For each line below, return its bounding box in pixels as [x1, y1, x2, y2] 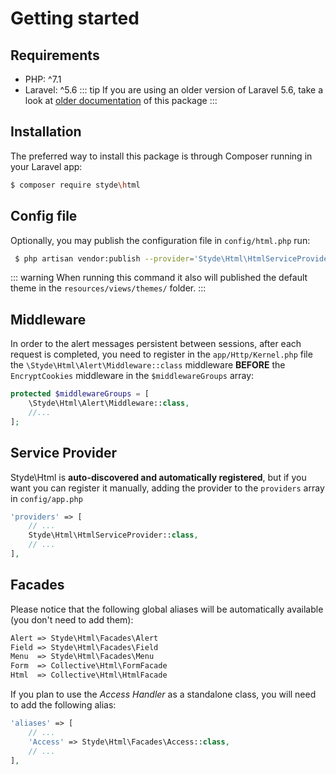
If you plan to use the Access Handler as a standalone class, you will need [10, 688, 317, 701]
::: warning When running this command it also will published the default [10, 272, 308, 284]
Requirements [10, 47, 100, 64]
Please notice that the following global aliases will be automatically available [10, 603, 324, 615]
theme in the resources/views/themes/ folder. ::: [10, 282, 207, 294]
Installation [10, 123, 82, 141]
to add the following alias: [10, 699, 117, 711]
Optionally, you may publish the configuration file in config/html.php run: [10, 234, 311, 246]
